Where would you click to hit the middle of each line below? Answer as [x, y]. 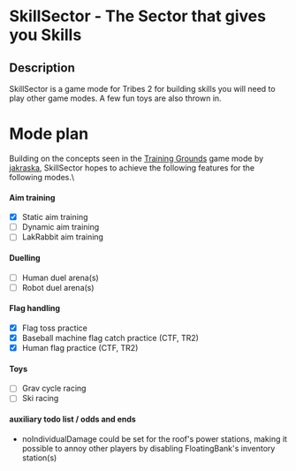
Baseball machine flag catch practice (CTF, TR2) [110, 338]
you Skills [46, 35]
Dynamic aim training [61, 227]
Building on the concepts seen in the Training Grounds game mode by [137, 158]
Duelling [25, 257]
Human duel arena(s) [60, 277]
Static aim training [55, 217]
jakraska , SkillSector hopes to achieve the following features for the [132, 167]
